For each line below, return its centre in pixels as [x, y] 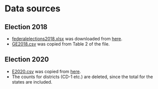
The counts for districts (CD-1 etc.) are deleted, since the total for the [82, 77]
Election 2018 [26, 27]
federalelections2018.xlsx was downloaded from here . [67, 39]
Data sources [32, 9]
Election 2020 [27, 60]
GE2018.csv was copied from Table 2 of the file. [61, 44]
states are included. [32, 82]
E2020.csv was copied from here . [46, 71]
